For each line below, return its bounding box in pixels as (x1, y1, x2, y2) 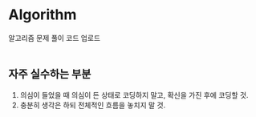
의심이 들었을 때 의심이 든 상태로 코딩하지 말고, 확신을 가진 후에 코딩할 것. (19, 90, 249, 99)
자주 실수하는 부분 (8, 67, 91, 81)
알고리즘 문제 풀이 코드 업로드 (8, 33, 101, 42)
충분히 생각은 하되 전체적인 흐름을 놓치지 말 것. (19, 100, 166, 110)
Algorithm (8, 6, 77, 24)
